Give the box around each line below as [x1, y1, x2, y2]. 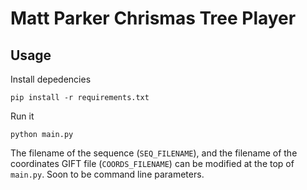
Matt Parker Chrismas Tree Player [10, 7, 297, 30]
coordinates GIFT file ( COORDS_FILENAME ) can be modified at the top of [10, 158, 295, 169]
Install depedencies [10, 73, 92, 85]
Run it [10, 110, 35, 122]
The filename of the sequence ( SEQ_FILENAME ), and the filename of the [10, 147, 298, 159]
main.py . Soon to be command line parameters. [10, 168, 205, 180]
